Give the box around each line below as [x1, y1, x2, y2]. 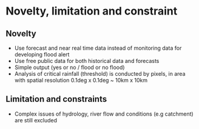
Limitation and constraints [5, 94, 107, 104]
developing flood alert [14, 51, 70, 58]
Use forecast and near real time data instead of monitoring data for [14, 44, 182, 51]
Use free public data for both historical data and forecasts [14, 58, 160, 64]
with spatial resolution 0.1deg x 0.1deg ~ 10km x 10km [14, 77, 148, 84]
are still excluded [14, 116, 58, 124]
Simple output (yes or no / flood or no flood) [14, 64, 125, 71]
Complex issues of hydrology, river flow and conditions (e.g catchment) [14, 110, 194, 117]
